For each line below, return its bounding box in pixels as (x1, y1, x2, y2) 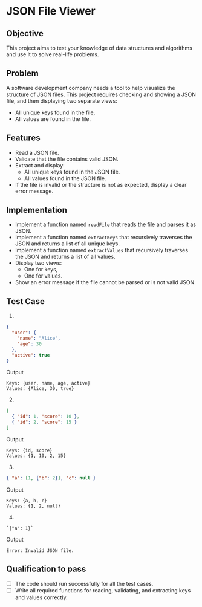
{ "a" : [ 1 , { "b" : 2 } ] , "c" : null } (6, 475, 96, 481)
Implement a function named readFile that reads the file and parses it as (15, 221, 197, 228)
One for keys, (24, 266, 58, 273)
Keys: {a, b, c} (6, 498, 47, 504)
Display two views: (15, 259, 62, 267)
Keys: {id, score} (6, 447, 53, 453)
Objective (6, 28, 44, 39)
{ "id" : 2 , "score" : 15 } (11, 419, 77, 426)
